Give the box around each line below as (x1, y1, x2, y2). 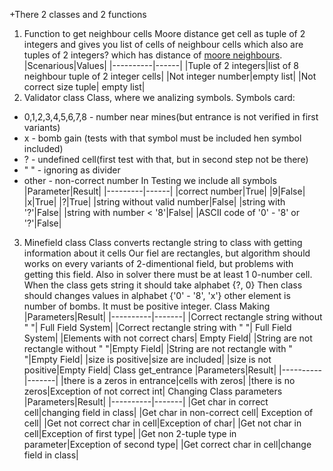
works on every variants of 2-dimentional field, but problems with (23, 258, 294, 269)
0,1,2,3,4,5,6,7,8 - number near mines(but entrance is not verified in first (23, 111, 319, 123)
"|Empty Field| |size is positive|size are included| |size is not (23, 354, 272, 365)
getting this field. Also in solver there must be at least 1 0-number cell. (23, 269, 313, 280)
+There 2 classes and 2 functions (9, 9, 147, 20)
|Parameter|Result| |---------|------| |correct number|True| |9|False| (23, 185, 306, 197)
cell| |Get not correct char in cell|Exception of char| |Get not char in (23, 417, 302, 429)
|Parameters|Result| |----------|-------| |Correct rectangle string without (23, 311, 323, 323)
